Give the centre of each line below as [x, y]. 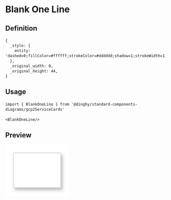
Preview [19, 135]
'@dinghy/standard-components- [104, 104]
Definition [21, 28]
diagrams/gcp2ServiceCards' [35, 109]
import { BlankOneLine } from [37, 104]
